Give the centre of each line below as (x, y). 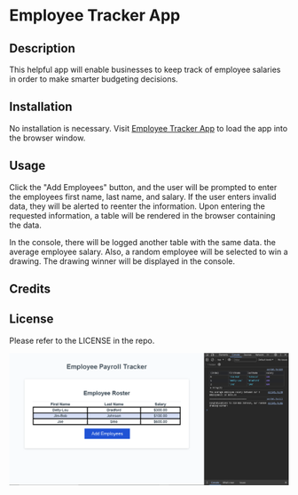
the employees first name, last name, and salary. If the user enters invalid (143, 196)
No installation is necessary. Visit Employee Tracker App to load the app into (149, 128)
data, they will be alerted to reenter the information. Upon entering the (137, 206)
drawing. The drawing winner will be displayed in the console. (122, 261)
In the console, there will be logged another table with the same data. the (143, 242)
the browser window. (47, 138)
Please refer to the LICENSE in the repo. (82, 340)
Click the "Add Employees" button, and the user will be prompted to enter (143, 187)
